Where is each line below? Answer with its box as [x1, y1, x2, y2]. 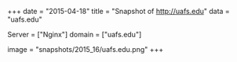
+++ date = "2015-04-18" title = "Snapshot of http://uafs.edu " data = [7, 7, 231, 15]
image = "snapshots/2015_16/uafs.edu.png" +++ [7, 45, 164, 53]
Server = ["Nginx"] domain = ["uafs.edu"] [7, 30, 142, 39]
